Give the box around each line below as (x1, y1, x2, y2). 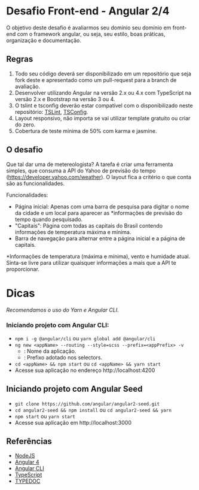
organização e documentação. (6, 37, 82, 44)
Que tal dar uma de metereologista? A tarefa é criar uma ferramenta (6, 161, 173, 168)
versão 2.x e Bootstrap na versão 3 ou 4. (14, 95, 115, 102)
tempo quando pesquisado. (14, 216, 83, 223)
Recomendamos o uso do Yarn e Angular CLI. (6, 306, 119, 313)
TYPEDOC (14, 477, 41, 485)
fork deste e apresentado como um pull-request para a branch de (14, 76, 177, 83)
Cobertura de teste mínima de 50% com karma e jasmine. (14, 127, 157, 134)
